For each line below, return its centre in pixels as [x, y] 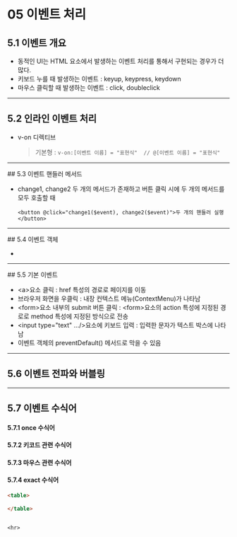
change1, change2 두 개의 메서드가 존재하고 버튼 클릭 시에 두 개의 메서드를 [121, 189]
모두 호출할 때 [36, 197]
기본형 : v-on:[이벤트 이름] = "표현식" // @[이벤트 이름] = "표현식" [128, 152]
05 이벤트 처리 [47, 15]
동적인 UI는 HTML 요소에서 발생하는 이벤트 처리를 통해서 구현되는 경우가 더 [121, 61]
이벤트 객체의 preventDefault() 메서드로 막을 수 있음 [89, 342]
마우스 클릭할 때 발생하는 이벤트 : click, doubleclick [89, 88]
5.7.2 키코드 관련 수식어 [39, 445]
